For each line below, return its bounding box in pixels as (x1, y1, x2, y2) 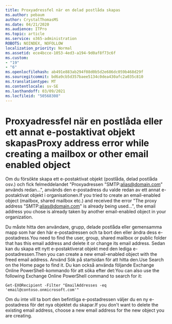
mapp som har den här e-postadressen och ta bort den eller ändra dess (5, 229, 157, 236)
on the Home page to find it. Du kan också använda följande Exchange (5, 262, 155, 268)
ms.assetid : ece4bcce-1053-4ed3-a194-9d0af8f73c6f (5, 50, 116, 55)
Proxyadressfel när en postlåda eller (5, 115, 163, 127)
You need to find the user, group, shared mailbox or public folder (30, 235, 167, 241)
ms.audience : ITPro (5, 27, 47, 32)
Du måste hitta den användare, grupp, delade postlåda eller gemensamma (5, 224, 162, 230)
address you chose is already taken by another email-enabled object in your (5, 209, 166, 215)
